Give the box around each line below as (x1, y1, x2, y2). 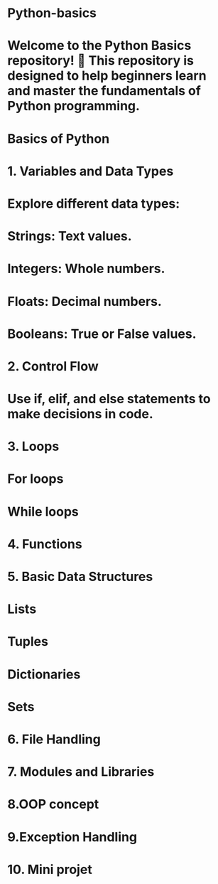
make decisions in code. (7, 406, 154, 422)
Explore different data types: (7, 196, 180, 211)
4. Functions (7, 536, 83, 552)
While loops (7, 504, 80, 520)
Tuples (7, 634, 48, 650)
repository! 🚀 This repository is (7, 53, 194, 69)
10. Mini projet (7, 861, 92, 878)
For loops (7, 471, 64, 487)
